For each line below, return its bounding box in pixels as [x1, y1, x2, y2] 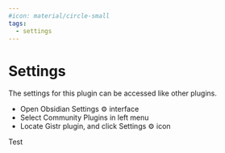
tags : [8, 19, 27, 28]
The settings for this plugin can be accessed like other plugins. [8, 88, 218, 98]
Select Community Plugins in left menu [19, 113, 149, 122]
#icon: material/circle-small [8, 11, 110, 20]
